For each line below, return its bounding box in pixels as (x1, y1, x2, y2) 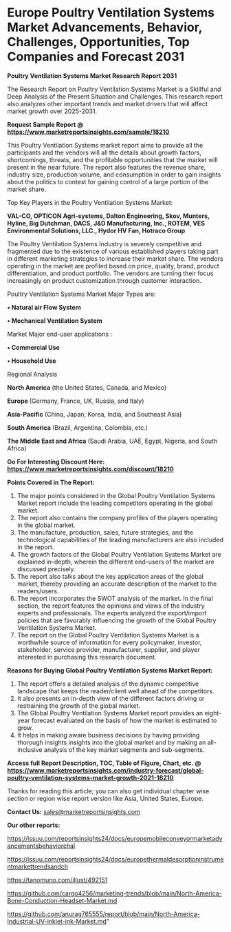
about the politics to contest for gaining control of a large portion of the (7, 177, 209, 186)
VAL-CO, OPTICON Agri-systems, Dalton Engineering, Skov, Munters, (7, 212, 210, 220)
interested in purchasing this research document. (16, 653, 157, 661)
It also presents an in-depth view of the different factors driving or (16, 694, 205, 702)
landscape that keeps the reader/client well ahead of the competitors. (16, 686, 214, 695)
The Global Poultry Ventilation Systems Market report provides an (16, 708, 203, 717)
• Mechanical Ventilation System (7, 316, 103, 325)
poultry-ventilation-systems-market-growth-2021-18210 (7, 773, 174, 782)
